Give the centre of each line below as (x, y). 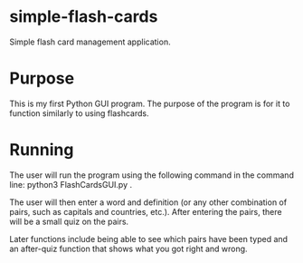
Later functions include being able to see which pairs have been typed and (148, 239)
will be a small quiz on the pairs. (69, 221)
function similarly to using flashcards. (79, 113)
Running (42, 150)
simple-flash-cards (84, 17)
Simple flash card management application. (90, 42)
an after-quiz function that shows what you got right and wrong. (128, 248)
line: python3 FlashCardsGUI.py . (71, 184)
